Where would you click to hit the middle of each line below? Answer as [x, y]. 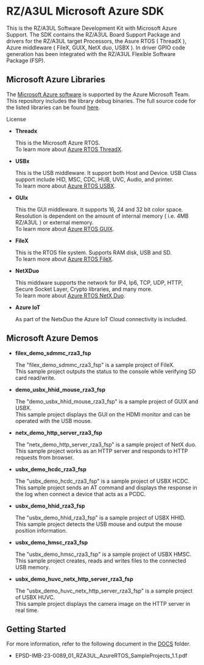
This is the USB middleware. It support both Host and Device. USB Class [106, 172]
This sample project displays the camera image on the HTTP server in [103, 603]
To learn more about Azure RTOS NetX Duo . [70, 295]
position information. [41, 530]
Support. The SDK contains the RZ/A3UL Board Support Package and [93, 34]
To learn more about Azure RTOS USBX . [65, 186]
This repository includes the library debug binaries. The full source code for [101, 101]
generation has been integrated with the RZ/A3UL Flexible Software [91, 54]
